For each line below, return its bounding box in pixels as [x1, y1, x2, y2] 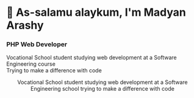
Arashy [6, 18, 44, 32]
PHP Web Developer [6, 40, 68, 49]
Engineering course [6, 60, 56, 68]
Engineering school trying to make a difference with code [30, 85, 175, 93]
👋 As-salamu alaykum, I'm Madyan [6, 5, 186, 19]
